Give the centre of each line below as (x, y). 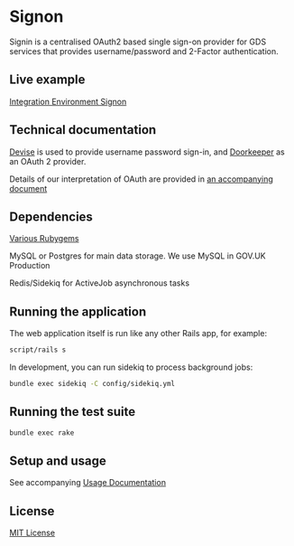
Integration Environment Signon (68, 101)
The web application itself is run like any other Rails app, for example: (138, 334)
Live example (47, 80)
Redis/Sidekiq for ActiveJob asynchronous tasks (100, 283)
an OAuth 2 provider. (48, 161)
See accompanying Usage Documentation (88, 483)
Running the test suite (73, 412)
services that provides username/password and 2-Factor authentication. (144, 51)
